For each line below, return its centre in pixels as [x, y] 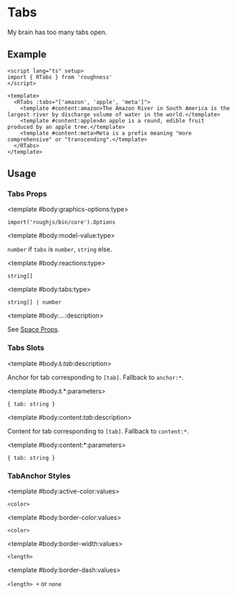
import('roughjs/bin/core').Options [61, 222]
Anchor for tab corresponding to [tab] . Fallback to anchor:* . [96, 377]
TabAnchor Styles [39, 475]
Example [27, 54]
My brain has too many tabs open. [57, 32]
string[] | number [34, 302]
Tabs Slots [26, 348]
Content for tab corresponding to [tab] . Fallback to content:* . [98, 431]
